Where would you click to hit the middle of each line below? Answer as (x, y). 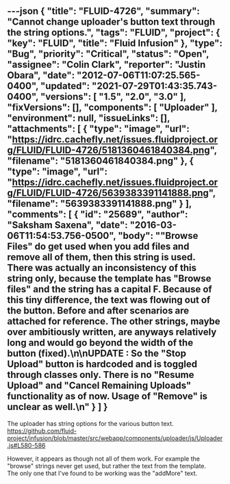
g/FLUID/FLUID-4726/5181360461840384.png (108, 150)
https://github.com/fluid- (42, 431)
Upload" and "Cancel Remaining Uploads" (99, 386)
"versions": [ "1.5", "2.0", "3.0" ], (113, 97)
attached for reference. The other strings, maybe (114, 321)
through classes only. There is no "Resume (101, 375)
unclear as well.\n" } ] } (57, 407)
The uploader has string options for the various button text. (91, 423)
